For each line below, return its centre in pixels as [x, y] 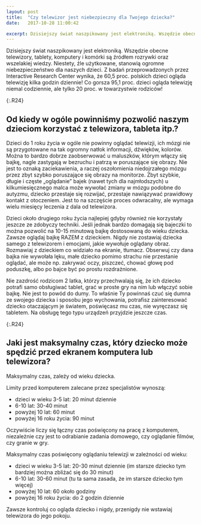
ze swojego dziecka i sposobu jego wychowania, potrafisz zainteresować [97, 300]
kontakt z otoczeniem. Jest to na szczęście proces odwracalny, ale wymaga [100, 201]
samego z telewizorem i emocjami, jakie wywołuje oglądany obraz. [88, 244]
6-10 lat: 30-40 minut [41, 405]
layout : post [22, 12]
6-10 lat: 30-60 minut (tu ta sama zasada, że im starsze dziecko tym [99, 478]
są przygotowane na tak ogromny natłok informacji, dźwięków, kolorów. [94, 150]
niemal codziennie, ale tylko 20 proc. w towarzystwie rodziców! [85, 89]
